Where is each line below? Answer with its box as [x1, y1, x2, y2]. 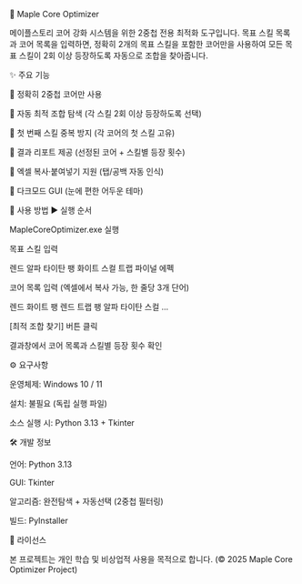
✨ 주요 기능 [9, 69, 50, 80]
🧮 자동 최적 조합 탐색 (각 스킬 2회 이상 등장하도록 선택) [9, 108, 202, 118]
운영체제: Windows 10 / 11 [9, 378, 103, 389]
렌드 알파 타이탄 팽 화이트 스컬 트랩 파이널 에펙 [9, 263, 175, 273]
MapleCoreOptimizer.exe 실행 [9, 224, 120, 235]
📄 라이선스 [9, 535, 47, 545]
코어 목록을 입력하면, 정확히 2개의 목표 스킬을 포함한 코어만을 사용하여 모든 [18, 39, 284, 49]
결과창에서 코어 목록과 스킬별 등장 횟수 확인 [9, 340, 163, 350]
